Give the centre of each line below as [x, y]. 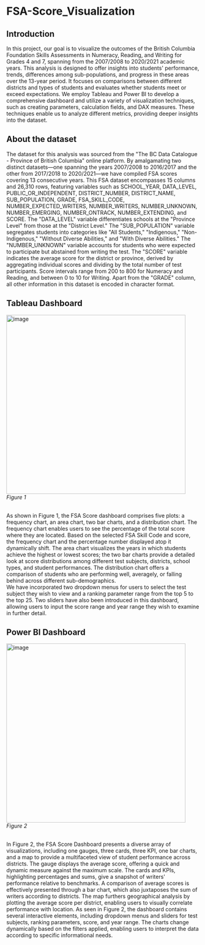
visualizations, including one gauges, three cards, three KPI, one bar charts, [102, 851]
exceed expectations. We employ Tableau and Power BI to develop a [93, 94]
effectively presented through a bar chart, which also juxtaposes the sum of [102, 890]
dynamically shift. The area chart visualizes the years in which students [96, 548]
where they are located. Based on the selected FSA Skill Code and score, [99, 535]
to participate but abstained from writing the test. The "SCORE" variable [97, 252]
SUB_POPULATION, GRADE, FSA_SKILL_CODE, [66, 200]
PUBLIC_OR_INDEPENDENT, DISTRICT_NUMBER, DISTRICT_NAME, [91, 193]
